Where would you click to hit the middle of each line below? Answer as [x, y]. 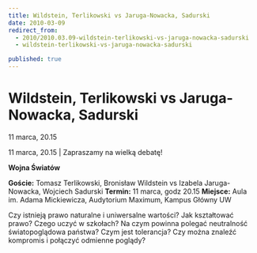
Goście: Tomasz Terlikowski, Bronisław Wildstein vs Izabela [106, 183]
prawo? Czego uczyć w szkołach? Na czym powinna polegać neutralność [128, 223]
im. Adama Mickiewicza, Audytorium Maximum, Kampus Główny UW [120, 199]
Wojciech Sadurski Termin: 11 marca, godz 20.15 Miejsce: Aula [145, 191]
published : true [35, 59]
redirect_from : [33, 30]
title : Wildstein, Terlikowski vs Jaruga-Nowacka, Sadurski [110, 15]
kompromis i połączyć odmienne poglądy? [77, 240]
